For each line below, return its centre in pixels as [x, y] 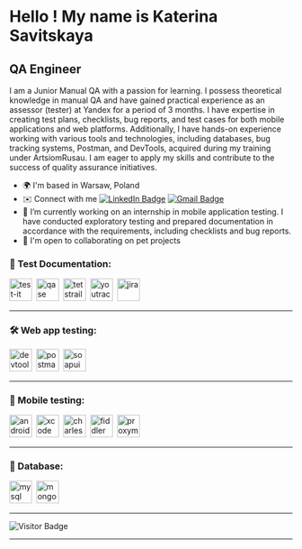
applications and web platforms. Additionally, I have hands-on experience [145, 129]
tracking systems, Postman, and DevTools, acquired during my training [140, 148]
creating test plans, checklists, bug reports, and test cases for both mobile [147, 119]
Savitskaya [52, 36]
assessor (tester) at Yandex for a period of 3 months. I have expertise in [142, 110]
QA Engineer [45, 69]
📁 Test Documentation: [61, 263]
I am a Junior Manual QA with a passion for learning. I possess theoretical [146, 91]
